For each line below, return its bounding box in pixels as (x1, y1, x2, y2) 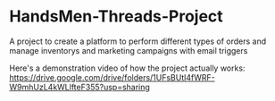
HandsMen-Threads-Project (9, 6, 223, 27)
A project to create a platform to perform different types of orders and (9, 36, 267, 46)
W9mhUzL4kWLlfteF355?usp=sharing (9, 81, 150, 92)
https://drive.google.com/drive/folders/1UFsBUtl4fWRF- (9, 72, 216, 82)
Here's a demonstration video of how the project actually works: (9, 63, 246, 73)
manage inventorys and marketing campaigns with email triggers (9, 45, 248, 55)
